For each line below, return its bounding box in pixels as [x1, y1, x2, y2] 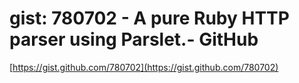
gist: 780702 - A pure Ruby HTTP [9, 7, 290, 30]
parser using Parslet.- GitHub [9, 28, 259, 51]
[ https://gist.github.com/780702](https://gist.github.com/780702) [9, 61, 279, 73]
